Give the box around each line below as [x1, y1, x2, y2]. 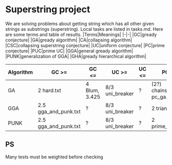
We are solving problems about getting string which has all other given [5, 20, 155, 27]
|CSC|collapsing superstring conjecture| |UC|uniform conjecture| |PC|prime [5, 42, 165, 48]
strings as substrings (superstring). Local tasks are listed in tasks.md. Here [5, 26, 163, 32]
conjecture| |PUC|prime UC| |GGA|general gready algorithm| [5, 48, 133, 54]
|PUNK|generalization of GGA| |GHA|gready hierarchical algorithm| [5, 53, 147, 59]
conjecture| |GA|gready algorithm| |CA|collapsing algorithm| [5, 37, 132, 43]
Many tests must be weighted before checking [5, 154, 103, 160]
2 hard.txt [37, 87, 61, 94]
